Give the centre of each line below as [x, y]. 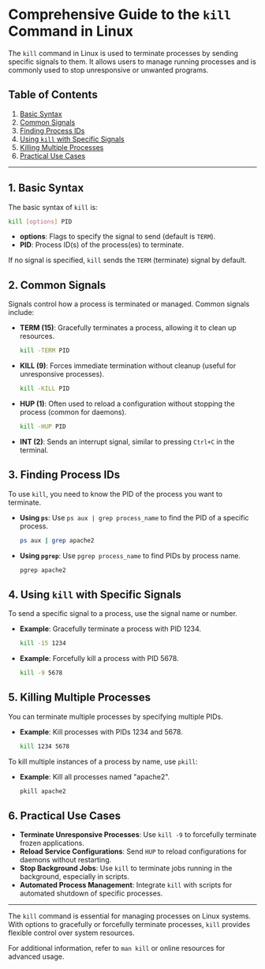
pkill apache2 [43, 791]
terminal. [34, 450]
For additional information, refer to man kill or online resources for [117, 948]
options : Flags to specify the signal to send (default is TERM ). [118, 237]
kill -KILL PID [45, 389]
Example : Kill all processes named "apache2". [95, 776]
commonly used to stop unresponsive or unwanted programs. [108, 69]
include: [21, 313]
